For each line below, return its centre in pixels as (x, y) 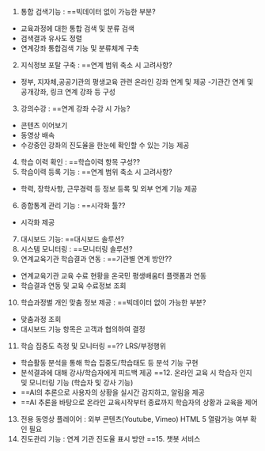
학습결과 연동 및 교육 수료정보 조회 (73, 286)
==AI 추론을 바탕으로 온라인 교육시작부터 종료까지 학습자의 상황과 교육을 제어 (139, 402)
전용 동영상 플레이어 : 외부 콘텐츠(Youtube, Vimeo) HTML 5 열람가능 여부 (134, 419)
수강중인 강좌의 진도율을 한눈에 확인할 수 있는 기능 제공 (105, 145)
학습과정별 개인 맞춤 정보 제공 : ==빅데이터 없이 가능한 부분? (113, 302)
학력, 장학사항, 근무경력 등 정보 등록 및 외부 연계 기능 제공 (109, 189)
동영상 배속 (38, 135)
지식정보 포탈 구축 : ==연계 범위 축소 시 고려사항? (96, 65)
